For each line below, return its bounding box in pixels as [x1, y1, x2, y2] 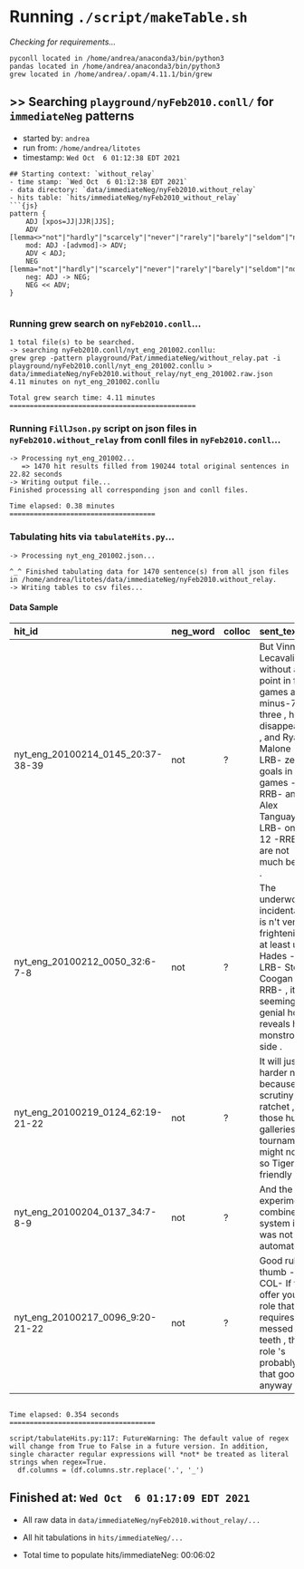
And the [259, 1183, 293, 1196]
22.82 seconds [9, 470, 63, 479]
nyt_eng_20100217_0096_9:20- [14, 1311, 157, 1323]
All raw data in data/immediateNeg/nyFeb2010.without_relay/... [22, 1514, 261, 1525]
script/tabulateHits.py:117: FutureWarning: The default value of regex [9, 1434, 290, 1443]
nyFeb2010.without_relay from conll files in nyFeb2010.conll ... [9, 433, 281, 446]
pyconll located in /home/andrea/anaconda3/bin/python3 [9, 53, 224, 63]
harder [259, 1066, 288, 1079]
